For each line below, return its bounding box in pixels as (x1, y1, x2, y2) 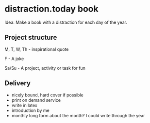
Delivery (4, 79, 31, 88)
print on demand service (11, 97, 61, 103)
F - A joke (4, 56, 24, 61)
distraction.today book (4, 3, 99, 15)
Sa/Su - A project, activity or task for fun (4, 65, 86, 71)
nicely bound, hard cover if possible (11, 92, 83, 98)
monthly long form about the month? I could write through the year (11, 112, 145, 118)
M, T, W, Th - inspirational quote (4, 46, 69, 52)
